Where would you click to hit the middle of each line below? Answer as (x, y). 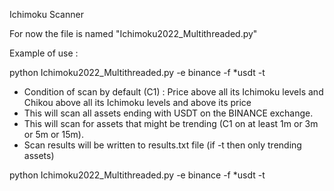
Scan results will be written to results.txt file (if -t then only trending (162, 145)
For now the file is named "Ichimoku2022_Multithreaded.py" (133, 33)
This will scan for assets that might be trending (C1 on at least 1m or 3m (171, 123)
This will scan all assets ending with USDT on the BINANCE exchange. (168, 113)
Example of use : (44, 53)
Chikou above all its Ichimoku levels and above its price (137, 102)
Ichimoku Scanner (46, 14)
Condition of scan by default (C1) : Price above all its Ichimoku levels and (173, 92)
